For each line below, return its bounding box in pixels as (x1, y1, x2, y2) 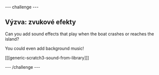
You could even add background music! (5, 45, 84, 51)
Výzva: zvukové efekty (5, 18, 76, 26)
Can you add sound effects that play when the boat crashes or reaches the (5, 31, 154, 37)
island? (5, 36, 19, 42)
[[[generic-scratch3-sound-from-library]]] (5, 55, 89, 60)
